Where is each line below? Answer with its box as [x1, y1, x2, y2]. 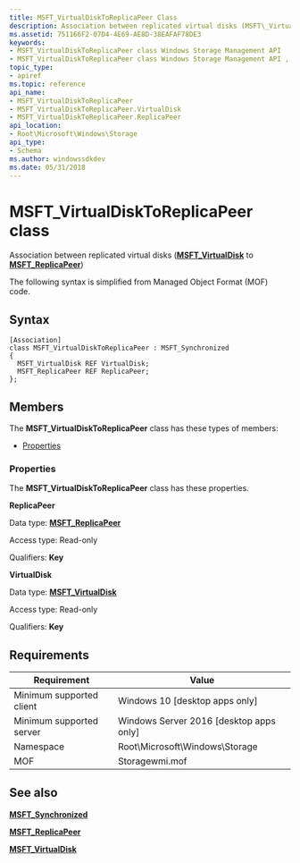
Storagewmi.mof [117, 755, 187, 767]
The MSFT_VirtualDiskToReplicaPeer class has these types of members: [9, 422, 279, 434]
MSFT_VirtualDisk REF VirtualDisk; [17, 360, 150, 368]
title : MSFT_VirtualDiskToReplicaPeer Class [9, 13, 178, 22]
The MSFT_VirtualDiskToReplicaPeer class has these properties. [9, 483, 250, 494]
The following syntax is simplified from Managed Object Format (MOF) [9, 276, 269, 287]
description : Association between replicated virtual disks [9, 21, 238, 30]
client [13, 700, 37, 713]
